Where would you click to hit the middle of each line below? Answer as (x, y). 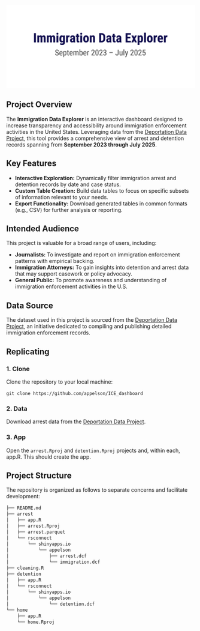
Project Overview (39, 105)
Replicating (28, 352)
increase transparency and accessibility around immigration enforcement (96, 125)
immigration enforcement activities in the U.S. (71, 286)
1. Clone (18, 369)
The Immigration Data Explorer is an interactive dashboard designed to (95, 119)
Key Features (31, 164)
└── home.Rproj (36, 622)
